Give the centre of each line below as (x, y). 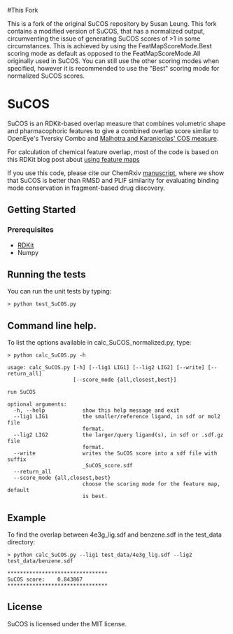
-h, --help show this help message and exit (97, 411)
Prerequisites (30, 230)
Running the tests (47, 275)
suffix (17, 460)
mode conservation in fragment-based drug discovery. (86, 188)
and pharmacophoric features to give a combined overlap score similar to (113, 131)
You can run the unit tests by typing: (59, 291)
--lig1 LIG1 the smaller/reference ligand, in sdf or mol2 (117, 417)
